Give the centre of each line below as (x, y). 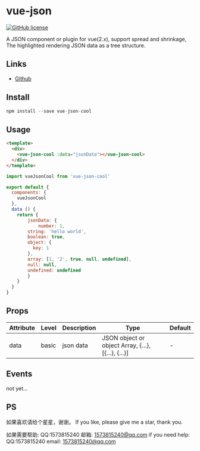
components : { (29, 193)
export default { (28, 187)
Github (23, 78)
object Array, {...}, (126, 345)
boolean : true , (46, 237)
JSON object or (124, 338)
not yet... (17, 388)
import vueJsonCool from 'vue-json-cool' (58, 176)
